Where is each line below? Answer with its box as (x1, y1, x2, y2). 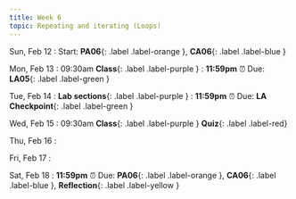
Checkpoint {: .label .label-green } (9, 100, 134, 112)
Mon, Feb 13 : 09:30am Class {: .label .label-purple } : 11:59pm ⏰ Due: (9, 63, 265, 74)
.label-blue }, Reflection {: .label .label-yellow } (9, 179, 180, 190)
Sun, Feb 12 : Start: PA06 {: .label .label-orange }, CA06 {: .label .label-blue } (9, 46, 287, 56)
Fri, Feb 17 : (9, 153, 52, 163)
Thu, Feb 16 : (9, 135, 57, 145)
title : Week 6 (9, 12, 62, 22)
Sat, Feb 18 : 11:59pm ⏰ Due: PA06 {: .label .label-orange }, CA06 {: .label (9, 170, 276, 180)
